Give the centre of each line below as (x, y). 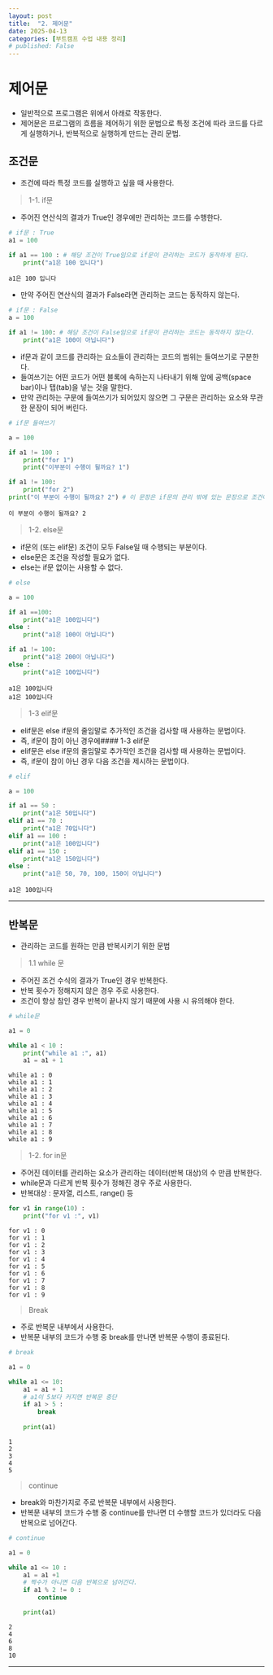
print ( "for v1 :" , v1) (61, 1216)
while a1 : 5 (30, 1111)
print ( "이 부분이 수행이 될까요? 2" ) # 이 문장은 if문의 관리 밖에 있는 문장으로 (128, 497)
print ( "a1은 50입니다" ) (60, 813)
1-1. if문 (41, 199)
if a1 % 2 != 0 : (52, 1590)
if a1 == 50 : (32, 806)
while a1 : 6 (30, 1118)
